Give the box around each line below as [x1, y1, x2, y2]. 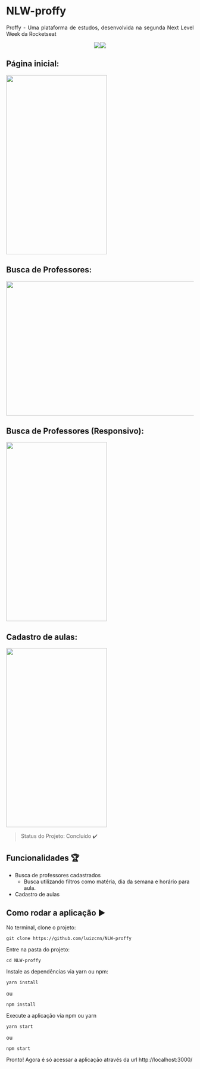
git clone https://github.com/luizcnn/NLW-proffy [6, 935, 132, 941]
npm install [6, 1002, 36, 1007]
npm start [6, 1045, 31, 1052]
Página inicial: [6, 59, 60, 69]
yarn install [6, 979, 39, 985]
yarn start [6, 1023, 33, 1030]
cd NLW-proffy [6, 957, 42, 963]
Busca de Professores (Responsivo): [6, 426, 144, 436]
